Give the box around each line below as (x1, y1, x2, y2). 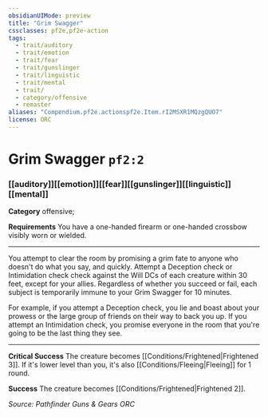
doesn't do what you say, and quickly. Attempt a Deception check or (8, 262, 233, 272)
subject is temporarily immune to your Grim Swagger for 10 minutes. (8, 288, 233, 297)
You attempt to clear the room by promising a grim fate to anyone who (8, 253, 239, 264)
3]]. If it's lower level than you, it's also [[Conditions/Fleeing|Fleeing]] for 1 (8, 360, 251, 370)
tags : (8, 34, 26, 42)
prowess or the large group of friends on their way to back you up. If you (8, 312, 247, 321)
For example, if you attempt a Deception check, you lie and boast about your (8, 303, 260, 312)
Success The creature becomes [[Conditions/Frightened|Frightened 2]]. (8, 384, 246, 394)
